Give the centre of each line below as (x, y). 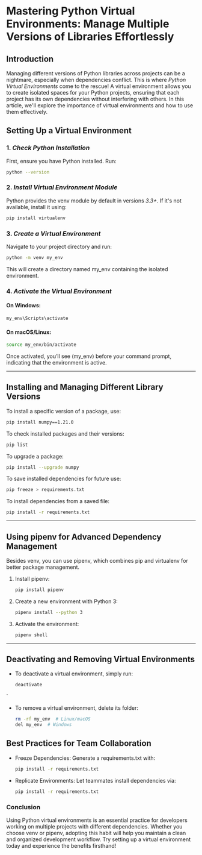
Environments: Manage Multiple (88, 24)
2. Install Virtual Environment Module (62, 187)
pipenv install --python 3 (49, 612)
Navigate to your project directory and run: (59, 247)
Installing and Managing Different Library (85, 387)
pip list (17, 445)
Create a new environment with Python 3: (66, 601)
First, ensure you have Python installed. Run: (62, 161)
